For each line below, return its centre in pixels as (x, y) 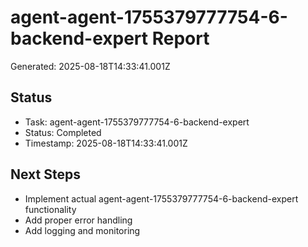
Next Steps (45, 174)
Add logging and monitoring (82, 230)
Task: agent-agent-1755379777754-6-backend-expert (137, 122)
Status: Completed (63, 132)
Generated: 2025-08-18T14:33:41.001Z (90, 66)
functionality (50, 209)
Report (180, 38)
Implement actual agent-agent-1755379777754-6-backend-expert (161, 198)
